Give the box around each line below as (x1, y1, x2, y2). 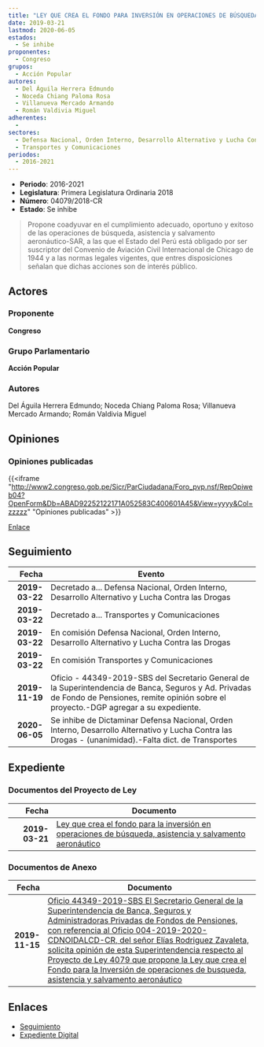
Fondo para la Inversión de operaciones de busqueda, (47, 964, 247, 975)
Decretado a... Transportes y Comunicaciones (50, 609, 220, 620)
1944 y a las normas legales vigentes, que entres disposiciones (27, 253, 233, 263)
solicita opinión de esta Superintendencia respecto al (47, 944, 244, 955)
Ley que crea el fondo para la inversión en (56, 818, 211, 829)
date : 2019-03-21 (8, 19, 65, 27)
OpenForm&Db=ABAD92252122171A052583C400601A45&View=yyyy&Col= (8, 499, 254, 509)
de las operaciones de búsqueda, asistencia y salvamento (27, 228, 215, 238)
